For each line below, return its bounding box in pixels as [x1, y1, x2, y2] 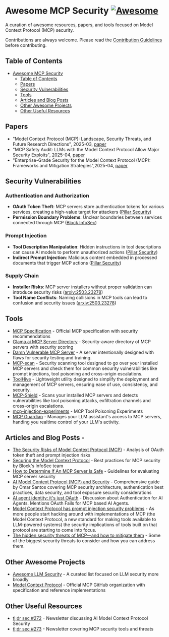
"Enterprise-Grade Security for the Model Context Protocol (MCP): [12, 157, 151, 163]
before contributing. [5, 42, 47, 48]
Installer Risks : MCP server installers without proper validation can [12, 284, 152, 290]
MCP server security [12, 474, 55, 480]
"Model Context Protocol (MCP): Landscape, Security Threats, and [12, 136, 151, 142]
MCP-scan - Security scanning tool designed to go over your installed [12, 360, 158, 366]
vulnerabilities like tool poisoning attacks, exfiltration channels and [12, 397, 151, 403]
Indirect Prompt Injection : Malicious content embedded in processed [12, 254, 157, 261]
